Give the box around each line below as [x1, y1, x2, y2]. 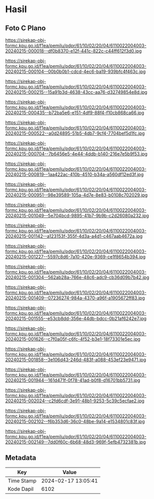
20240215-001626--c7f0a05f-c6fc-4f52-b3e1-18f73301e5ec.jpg [5, 336, 140, 342]
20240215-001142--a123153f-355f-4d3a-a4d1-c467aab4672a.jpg [5, 233, 143, 239]
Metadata [5, 453, 36, 462]
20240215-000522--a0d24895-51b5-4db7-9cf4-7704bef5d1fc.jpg [5, 130, 145, 136]
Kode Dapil [8, 485, 34, 492]
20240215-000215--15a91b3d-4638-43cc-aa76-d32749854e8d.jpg [5, 89, 147, 95]
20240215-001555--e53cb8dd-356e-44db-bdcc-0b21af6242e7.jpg [5, 316, 147, 321]
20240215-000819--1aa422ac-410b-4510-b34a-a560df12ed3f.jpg [5, 171, 144, 177]
